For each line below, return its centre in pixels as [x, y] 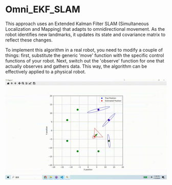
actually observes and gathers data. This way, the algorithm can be [76, 66]
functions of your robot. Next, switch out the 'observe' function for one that [85, 60]
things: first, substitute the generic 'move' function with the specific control [85, 55]
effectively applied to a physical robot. [46, 71]
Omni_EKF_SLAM [43, 9]
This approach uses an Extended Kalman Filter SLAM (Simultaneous [77, 24]
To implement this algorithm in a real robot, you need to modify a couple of [84, 50]
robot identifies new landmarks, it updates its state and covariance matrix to [85, 34]
